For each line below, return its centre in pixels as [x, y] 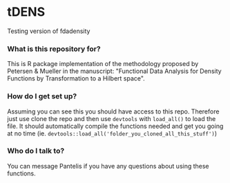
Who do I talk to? [36, 151]
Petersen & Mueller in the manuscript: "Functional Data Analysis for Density [115, 71]
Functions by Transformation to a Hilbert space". [76, 78]
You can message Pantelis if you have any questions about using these [108, 166]
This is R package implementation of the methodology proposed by [103, 64]
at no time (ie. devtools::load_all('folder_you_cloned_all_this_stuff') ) [112, 133]
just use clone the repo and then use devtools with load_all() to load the [112, 118]
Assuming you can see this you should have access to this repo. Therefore [113, 111]
